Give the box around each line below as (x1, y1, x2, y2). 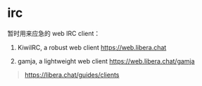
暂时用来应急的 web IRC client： (7, 29, 101, 37)
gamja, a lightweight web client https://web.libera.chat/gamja (17, 56, 195, 65)
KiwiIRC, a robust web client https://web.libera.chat (17, 43, 167, 51)
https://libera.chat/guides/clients (24, 70, 120, 79)
